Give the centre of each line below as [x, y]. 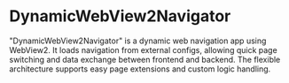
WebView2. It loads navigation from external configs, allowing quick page [143, 49]
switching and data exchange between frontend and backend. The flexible [145, 59]
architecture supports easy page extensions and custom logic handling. [140, 69]
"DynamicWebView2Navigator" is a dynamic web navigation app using [138, 41]
